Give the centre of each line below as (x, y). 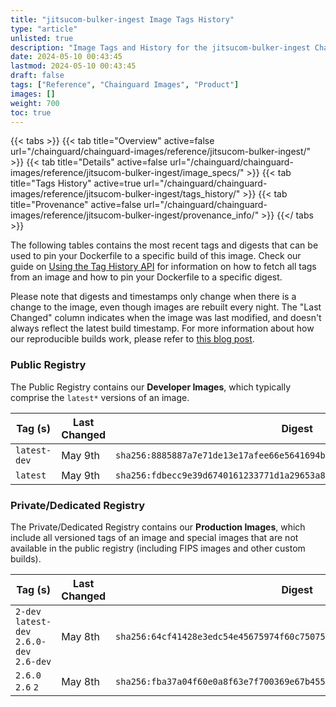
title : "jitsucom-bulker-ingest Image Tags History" (122, 19)
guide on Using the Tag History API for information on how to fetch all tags (163, 267)
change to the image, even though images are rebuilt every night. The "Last (166, 307)
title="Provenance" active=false (76, 205)
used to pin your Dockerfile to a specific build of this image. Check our (156, 256)
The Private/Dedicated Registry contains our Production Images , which (158, 527)
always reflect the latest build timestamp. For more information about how (162, 328)
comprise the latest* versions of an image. (100, 397)
